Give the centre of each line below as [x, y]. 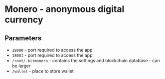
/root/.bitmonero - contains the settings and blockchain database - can [86, 60]
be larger [21, 66]
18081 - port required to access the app [52, 55]
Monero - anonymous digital [65, 9]
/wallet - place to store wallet [43, 71]
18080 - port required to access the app [52, 50]
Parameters [23, 38]
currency [24, 20]
